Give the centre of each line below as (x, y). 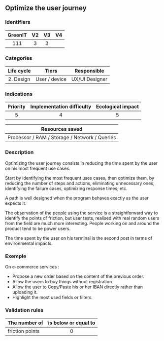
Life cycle (19, 71)
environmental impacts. (29, 243)
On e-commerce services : (32, 266)
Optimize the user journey (46, 8)
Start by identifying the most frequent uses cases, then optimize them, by (80, 178)
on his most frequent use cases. (38, 168)
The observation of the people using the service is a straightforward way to (82, 213)
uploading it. (25, 292)
